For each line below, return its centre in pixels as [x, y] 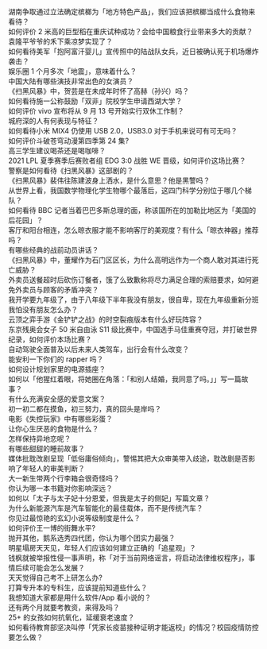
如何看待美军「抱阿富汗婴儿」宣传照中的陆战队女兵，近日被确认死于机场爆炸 [133, 51]
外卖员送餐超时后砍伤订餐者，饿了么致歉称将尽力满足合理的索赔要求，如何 [130, 280]
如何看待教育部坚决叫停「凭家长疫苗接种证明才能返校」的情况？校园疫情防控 [133, 627]
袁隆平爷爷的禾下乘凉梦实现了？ [60, 41]
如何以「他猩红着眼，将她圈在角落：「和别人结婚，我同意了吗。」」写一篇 [125, 379]
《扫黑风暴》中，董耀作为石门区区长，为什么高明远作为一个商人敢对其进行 [130, 260]
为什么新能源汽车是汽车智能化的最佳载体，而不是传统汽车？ [106, 508]
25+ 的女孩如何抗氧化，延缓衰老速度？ [72, 617]
